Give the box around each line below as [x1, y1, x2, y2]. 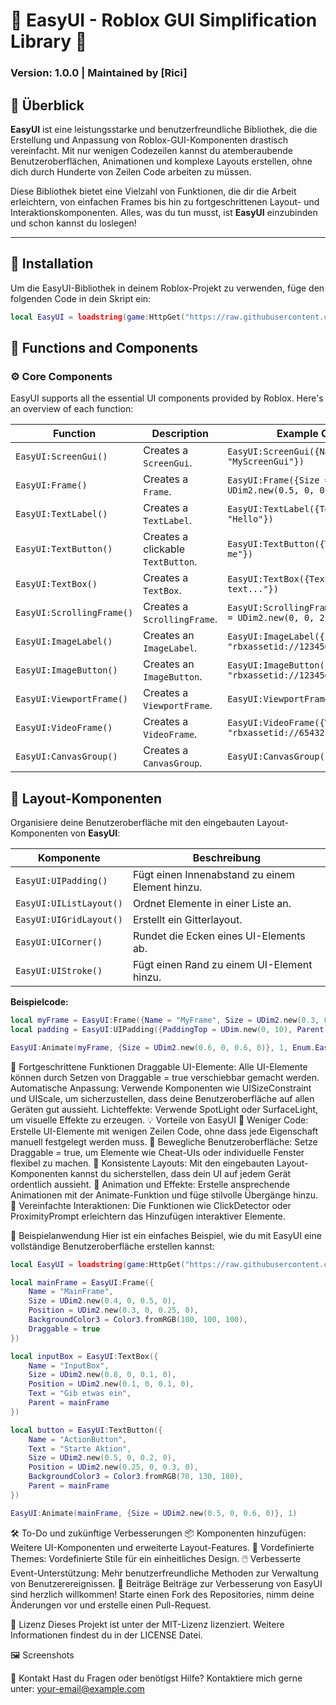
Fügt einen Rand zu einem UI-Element [132, 958, 313, 972]
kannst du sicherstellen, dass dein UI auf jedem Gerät [69, 1167, 292, 1179]
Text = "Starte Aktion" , [28, 1444, 132, 1454]
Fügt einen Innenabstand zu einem [132, 868, 295, 882]
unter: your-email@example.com [10, 1682, 145, 1694]
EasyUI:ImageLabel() [15, 636, 113, 648]
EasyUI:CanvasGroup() [15, 751, 118, 763]
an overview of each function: [10, 403, 134, 415]
